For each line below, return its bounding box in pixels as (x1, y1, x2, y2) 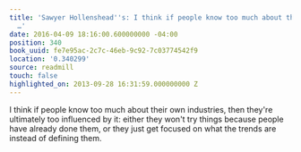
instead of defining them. (9, 132, 102, 143)
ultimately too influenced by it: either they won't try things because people (9, 114, 284, 124)
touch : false (9, 72, 58, 80)
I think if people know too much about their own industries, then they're (9, 104, 273, 114)
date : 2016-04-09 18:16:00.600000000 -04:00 (9, 30, 178, 38)
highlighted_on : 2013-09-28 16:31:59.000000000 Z (9, 80, 199, 89)
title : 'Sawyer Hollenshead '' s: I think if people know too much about (9, 13, 282, 22)
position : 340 (9, 38, 63, 47)
